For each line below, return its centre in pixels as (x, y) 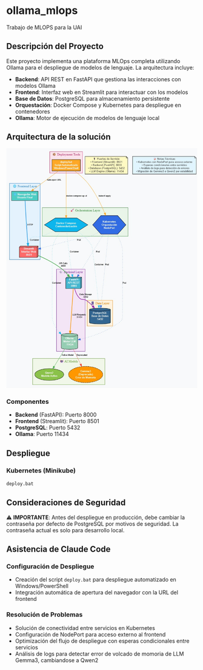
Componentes (28, 401)
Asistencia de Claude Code (58, 549)
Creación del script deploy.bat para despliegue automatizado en (96, 580)
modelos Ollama (35, 85)
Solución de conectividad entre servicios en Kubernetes (85, 628)
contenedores (32, 111)
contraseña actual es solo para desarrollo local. (65, 530)
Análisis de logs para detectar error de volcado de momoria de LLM (99, 654)
